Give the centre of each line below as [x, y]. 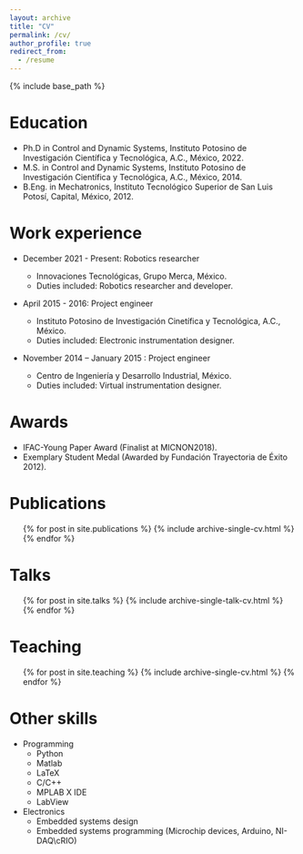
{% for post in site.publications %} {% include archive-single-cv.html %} [158, 528]
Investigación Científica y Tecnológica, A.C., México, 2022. [133, 158]
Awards [39, 422]
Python [50, 753]
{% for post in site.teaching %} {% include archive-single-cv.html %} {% [159, 672]
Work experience [76, 234]
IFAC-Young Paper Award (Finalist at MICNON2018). [120, 447]
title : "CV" [32, 26]
